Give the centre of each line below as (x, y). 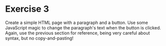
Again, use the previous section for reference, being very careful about (78, 33)
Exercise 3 (27, 9)
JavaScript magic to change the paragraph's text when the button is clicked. (83, 27)
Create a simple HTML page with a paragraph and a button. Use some (77, 23)
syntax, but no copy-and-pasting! (39, 38)
